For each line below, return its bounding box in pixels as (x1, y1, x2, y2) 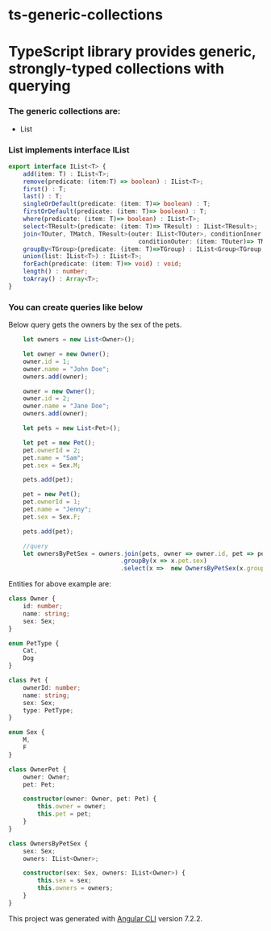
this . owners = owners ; (37, 884, 114, 892)
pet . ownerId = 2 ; (23, 446, 81, 454)
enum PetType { (8, 639, 60, 647)
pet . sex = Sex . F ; (23, 512, 81, 521)
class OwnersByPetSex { (8, 839, 89, 848)
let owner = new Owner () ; (23, 350, 110, 358)
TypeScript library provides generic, (8, 43, 256, 61)
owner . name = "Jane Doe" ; (23, 402, 110, 411)
